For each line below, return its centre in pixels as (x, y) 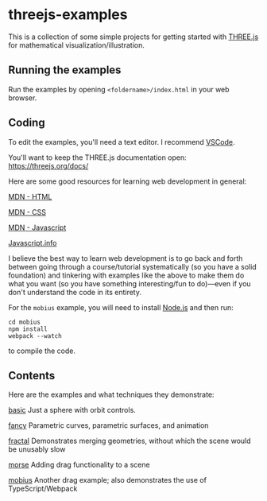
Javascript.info (33, 243)
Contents (32, 375)
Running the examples (65, 70)
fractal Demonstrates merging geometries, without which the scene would (130, 441)
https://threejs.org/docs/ (48, 165)
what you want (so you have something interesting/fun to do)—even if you (130, 283)
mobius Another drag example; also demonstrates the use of (107, 480)
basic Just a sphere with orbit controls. (72, 410)
